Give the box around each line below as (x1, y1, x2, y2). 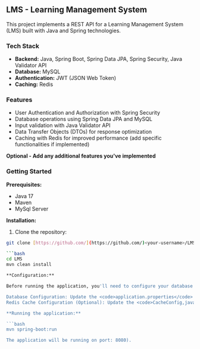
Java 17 (14, 192, 34, 199)
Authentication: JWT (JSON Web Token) (14, 75, 117, 82)
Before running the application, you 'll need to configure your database (6, 283, 193, 289)
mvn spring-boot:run (6, 326, 58, 333)
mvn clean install (6, 262, 52, 268)
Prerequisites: (6, 181, 42, 188)
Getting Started (6, 167, 52, 175)
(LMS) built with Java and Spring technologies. (6, 27, 121, 34)
